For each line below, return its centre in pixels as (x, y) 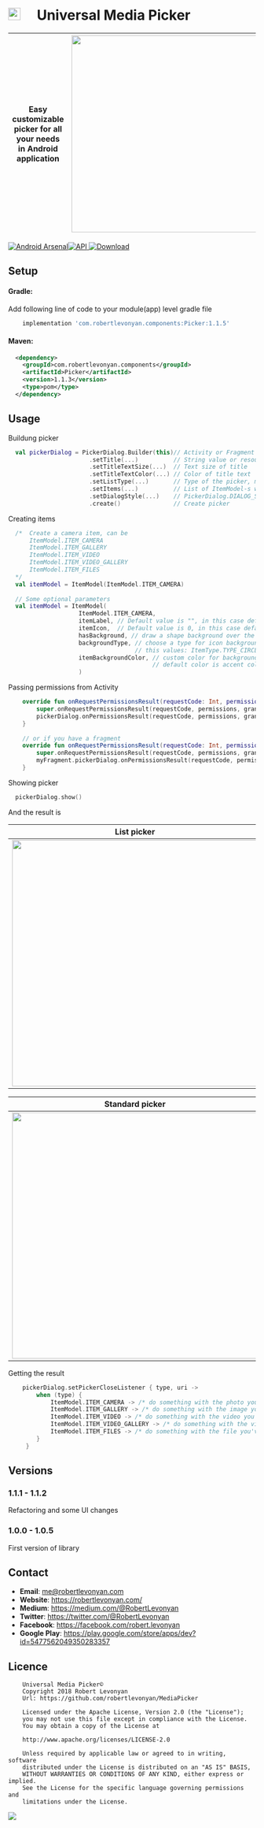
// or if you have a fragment (72, 738)
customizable (38, 119)
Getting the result (36, 1373)
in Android (38, 148)
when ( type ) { (59, 1395)
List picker (135, 831)
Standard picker (135, 1104)
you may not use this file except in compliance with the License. (135, 1719)
